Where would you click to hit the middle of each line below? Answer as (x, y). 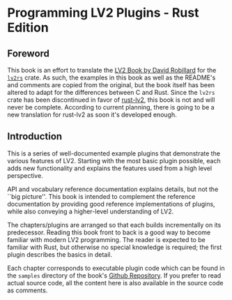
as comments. (28, 290)
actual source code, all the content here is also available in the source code (115, 283)
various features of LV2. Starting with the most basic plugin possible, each (114, 160)
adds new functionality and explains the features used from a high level (110, 168)
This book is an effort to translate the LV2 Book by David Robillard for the (112, 70)
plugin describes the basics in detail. (60, 254)
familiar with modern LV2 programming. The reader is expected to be (106, 239)
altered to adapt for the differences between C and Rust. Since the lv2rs (111, 92)
